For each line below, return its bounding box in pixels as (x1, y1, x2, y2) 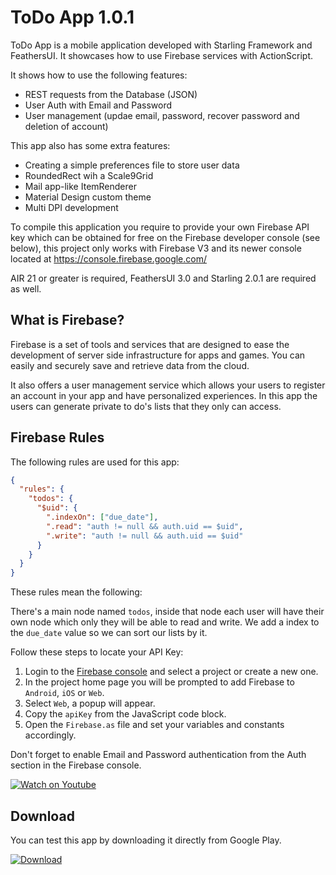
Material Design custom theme (24, 191, 152, 203)
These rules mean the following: (10, 586, 143, 598)
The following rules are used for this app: (10, 456, 180, 468)
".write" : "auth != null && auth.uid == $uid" (46, 531, 244, 541)
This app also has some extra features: (10, 139, 171, 151)
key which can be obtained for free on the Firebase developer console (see (10, 231, 321, 243)
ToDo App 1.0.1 (10, 6, 135, 29)
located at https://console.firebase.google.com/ (10, 252, 208, 265)
